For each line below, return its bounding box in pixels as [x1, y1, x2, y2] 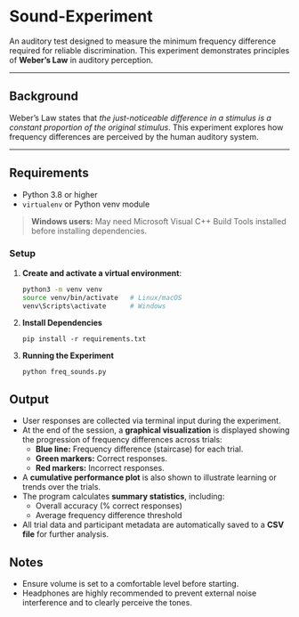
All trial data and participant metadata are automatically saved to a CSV [21, 519, 285, 531]
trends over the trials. [21, 482, 101, 492]
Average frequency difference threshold [35, 510, 182, 521]
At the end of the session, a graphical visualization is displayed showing [21, 425, 290, 435]
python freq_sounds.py [21, 368, 107, 377]
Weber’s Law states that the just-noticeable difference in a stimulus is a [9, 112, 271, 123]
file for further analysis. [21, 529, 109, 540]
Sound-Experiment [9, 6, 153, 27]
